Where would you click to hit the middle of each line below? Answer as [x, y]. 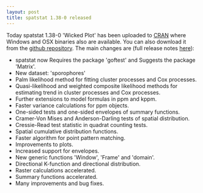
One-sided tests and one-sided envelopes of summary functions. [98, 112]
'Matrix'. [25, 66]
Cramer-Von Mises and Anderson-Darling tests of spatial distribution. [102, 118]
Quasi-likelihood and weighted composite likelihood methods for [96, 86]
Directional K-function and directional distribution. [78, 164]
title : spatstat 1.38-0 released [49, 18]
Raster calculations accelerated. [56, 170]
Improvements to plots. [44, 144]
